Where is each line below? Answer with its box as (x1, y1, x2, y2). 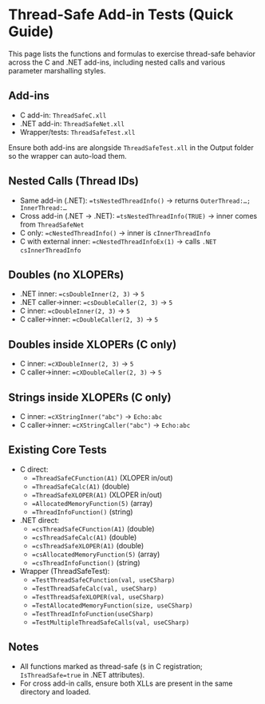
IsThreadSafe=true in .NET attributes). (19, 670, 145, 679)
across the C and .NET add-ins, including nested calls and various (8, 57, 226, 67)
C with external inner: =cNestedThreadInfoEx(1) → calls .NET (19, 236, 217, 246)
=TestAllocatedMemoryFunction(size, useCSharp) (31, 601, 193, 610)
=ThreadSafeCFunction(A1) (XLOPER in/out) (31, 473, 173, 482)
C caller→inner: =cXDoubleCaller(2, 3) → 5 (19, 367, 162, 377)
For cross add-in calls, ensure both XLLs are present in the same (19, 678, 233, 688)
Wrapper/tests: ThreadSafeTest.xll (19, 127, 136, 136)
